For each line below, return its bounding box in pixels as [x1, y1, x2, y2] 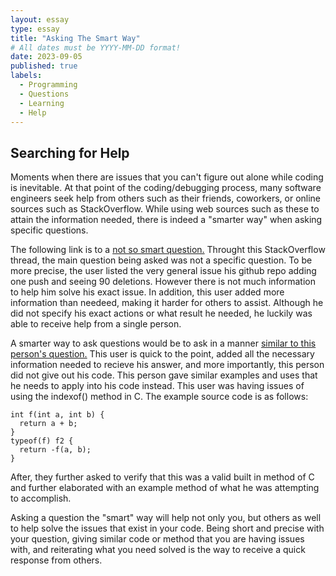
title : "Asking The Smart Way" [10, 33, 141, 43]
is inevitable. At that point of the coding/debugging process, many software [10, 182, 322, 194]
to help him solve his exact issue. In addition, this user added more [10, 286, 285, 298]
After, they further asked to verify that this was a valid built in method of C [10, 471, 315, 483]
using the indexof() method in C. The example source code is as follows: [10, 391, 309, 403]
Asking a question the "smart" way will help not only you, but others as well [10, 512, 322, 524]
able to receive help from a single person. [10, 318, 182, 330]
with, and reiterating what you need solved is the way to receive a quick [10, 544, 306, 556]
